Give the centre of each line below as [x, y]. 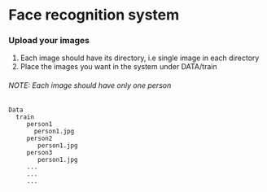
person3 [39, 152]
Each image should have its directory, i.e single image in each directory [140, 58]
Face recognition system [94, 15]
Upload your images [49, 41]
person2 [39, 138]
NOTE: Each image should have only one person [90, 85]
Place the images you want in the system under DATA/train [118, 67]
